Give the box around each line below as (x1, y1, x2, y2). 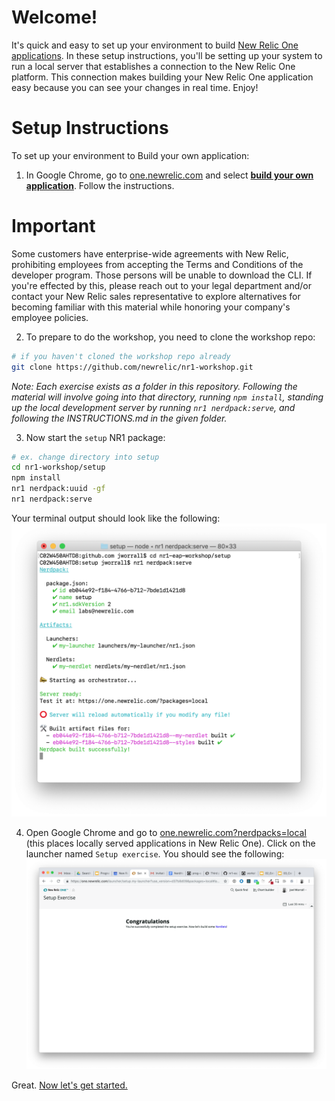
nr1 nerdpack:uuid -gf (11, 484, 106, 494)
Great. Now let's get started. (11, 1079, 128, 1091)
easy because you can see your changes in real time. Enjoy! (11, 81, 259, 93)
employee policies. (11, 311, 89, 323)
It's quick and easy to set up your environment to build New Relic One (11, 39, 299, 51)
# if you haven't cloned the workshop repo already (11, 351, 231, 361)
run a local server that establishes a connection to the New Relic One (11, 60, 296, 72)
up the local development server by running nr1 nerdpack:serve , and (11, 401, 296, 413)
